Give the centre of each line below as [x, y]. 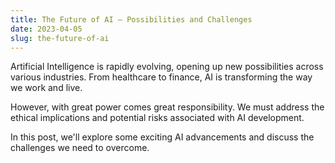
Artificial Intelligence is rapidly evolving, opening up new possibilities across [167, 67]
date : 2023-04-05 [46, 29]
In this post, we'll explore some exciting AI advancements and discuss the [162, 137]
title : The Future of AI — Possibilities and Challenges [131, 19]
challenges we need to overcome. [80, 148]
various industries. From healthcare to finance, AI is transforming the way [161, 77]
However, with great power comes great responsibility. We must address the [167, 107]
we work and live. [46, 88]
